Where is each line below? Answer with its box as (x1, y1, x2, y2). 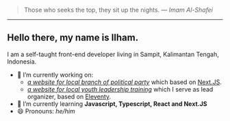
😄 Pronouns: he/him (16, 107, 75, 115)
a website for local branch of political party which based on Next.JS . (27, 78, 222, 86)
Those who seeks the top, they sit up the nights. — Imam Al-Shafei (23, 6, 214, 14)
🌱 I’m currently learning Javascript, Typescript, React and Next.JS (16, 99, 207, 108)
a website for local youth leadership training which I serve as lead (27, 85, 214, 93)
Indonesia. (7, 57, 37, 66)
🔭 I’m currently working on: (16, 70, 94, 79)
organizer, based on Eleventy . (27, 92, 112, 100)
